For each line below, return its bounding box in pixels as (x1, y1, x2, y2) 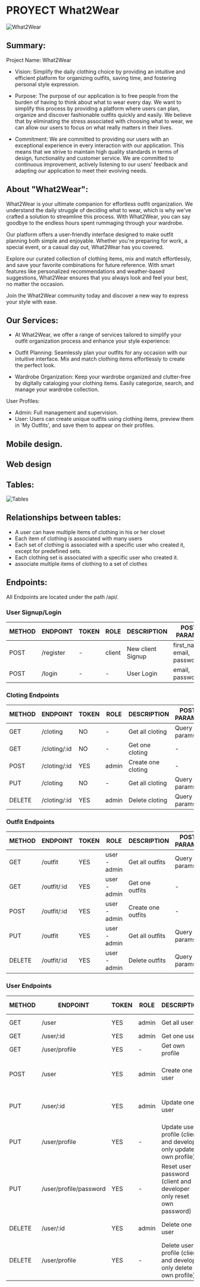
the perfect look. (14, 362, 56, 369)
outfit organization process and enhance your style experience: (14, 337, 171, 345)
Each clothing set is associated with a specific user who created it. (14, 554, 179, 561)
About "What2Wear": (6, 184, 88, 194)
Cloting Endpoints (6, 691, 60, 699)
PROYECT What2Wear (6, 4, 120, 17)
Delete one (161, 1220, 192, 1229)
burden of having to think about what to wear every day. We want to (14, 98, 182, 106)
